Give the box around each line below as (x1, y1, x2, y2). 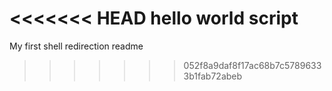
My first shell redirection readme (9, 40, 144, 52)
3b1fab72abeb (183, 70, 243, 82)
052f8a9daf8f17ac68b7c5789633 (183, 59, 322, 71)
